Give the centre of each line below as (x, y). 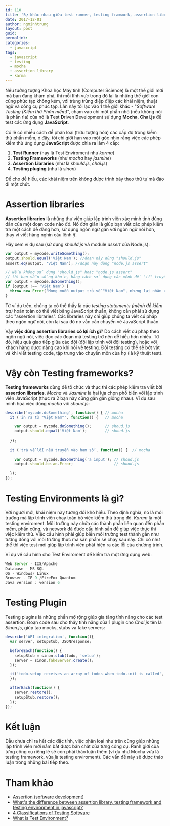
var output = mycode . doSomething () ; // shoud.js (72, 426)
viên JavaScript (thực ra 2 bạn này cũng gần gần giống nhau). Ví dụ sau (80, 398)
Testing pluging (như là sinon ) (44, 169)
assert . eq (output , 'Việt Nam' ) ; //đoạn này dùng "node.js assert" (77, 263)
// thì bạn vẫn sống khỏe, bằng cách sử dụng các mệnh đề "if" (79, 277)
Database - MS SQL (25, 569)
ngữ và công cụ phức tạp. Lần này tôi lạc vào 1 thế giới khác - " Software (80, 106)
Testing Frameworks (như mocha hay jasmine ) (62, 158)
